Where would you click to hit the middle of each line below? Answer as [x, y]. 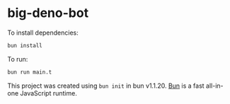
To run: [18, 59]
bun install [25, 45]
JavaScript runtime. [49, 93]
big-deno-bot [48, 13]
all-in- [214, 86]
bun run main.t [30, 72]
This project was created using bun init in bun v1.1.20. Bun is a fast [106, 86]
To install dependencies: [43, 33]
